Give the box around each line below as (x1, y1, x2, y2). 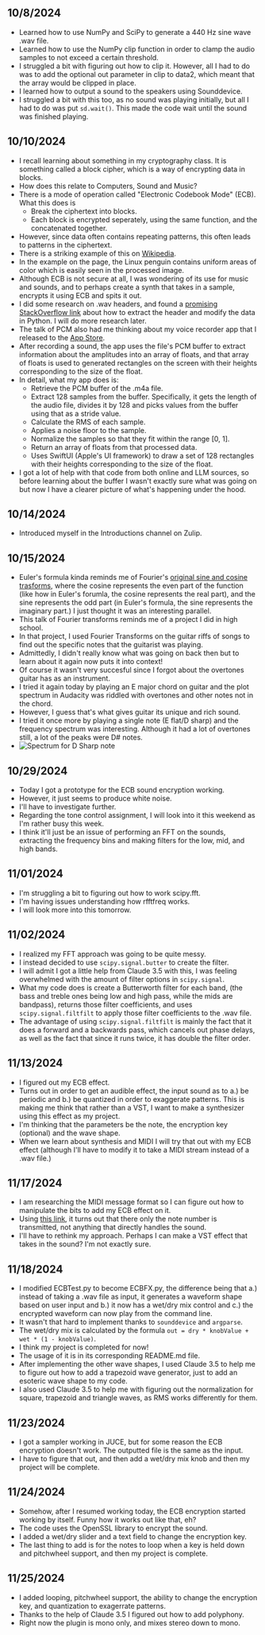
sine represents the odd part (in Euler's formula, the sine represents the (18, 598, 253, 608)
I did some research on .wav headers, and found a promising (18, 299, 218, 309)
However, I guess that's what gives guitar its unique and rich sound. (18, 708, 241, 717)
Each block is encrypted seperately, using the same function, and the (30, 214, 258, 225)
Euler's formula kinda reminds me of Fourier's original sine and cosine (18, 573, 248, 582)
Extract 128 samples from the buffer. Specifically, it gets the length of (30, 392, 257, 401)
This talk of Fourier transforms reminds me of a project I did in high (18, 615, 239, 624)
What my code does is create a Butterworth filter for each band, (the (18, 983, 244, 992)
